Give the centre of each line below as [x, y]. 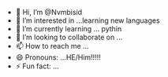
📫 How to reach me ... [52, 46]
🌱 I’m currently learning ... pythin [69, 29]
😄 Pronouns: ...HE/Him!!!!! [58, 57]
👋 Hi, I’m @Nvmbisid [49, 12]
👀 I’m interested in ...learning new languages [88, 20]
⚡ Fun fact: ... [37, 66]
